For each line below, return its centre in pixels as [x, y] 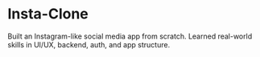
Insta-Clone [48, 14]
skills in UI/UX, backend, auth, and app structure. [89, 44]
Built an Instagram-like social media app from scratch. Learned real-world [130, 36]
